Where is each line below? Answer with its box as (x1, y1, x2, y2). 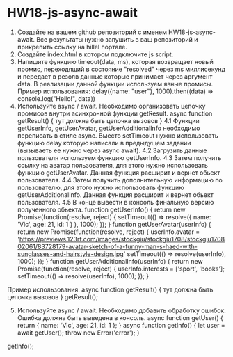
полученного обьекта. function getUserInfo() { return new (17, 205, 186, 214)
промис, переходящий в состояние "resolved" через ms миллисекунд (17, 65, 226, 73)
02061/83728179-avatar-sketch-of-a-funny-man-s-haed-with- (17, 242, 198, 251)
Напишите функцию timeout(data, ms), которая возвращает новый (17, 57, 214, 65)
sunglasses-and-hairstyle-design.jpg (17, 249, 124, 258)
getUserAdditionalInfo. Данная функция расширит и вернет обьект (17, 190, 214, 199)
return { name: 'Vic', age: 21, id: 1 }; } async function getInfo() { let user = (17, 321, 226, 329)
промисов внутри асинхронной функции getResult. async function (17, 109, 213, 118)
